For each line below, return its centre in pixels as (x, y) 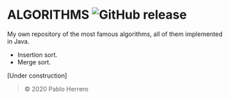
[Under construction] (37, 75)
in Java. (18, 41)
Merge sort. (34, 62)
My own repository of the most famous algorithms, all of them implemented (115, 34)
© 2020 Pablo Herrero (56, 89)
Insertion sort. (37, 55)
